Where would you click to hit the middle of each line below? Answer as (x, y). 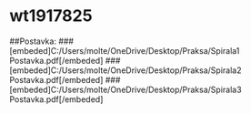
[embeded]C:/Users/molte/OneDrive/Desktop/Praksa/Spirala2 (125, 70)
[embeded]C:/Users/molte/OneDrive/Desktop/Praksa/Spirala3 (126, 89)
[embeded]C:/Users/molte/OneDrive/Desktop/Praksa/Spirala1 (125, 50)
